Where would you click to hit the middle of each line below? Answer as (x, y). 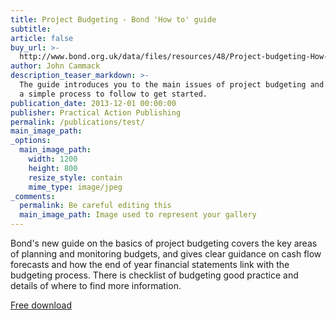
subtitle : (31, 29)
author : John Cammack (55, 66)
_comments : (33, 196)
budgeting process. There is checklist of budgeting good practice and (154, 275)
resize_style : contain (75, 177)
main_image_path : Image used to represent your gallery (138, 215)
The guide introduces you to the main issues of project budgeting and (172, 85)
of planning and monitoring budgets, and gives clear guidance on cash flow (166, 254)
